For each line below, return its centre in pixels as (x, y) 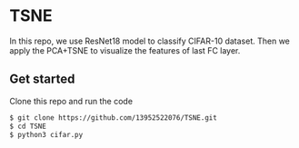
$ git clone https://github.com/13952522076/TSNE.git (114, 118)
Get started (42, 79)
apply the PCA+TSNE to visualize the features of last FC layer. (125, 50)
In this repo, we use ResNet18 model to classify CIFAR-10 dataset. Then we (150, 41)
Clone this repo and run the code (71, 101)
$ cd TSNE (28, 126)
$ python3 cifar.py (46, 134)
